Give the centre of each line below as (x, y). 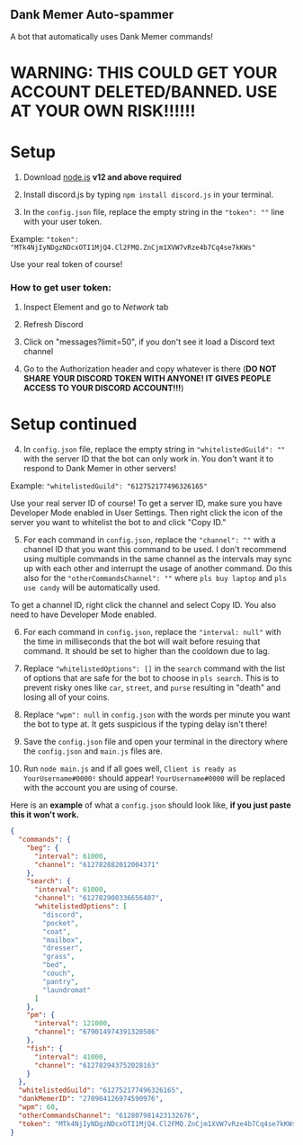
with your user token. (62, 221)
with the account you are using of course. (100, 788)
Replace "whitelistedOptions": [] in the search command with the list (154, 668)
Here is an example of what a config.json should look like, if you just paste (151, 805)
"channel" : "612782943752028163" (97, 1065)
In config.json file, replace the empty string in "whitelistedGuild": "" (154, 450)
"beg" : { (43, 848)
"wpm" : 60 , (39, 1107)
